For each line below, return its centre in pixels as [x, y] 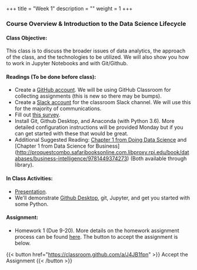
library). [24, 165]
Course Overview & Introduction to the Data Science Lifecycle [96, 24]
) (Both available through [157, 159]
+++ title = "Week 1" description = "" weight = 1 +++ [69, 9]
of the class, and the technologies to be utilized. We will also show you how [98, 57]
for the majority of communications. [58, 109]
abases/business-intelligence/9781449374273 [71, 159]
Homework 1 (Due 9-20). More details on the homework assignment [97, 230]
